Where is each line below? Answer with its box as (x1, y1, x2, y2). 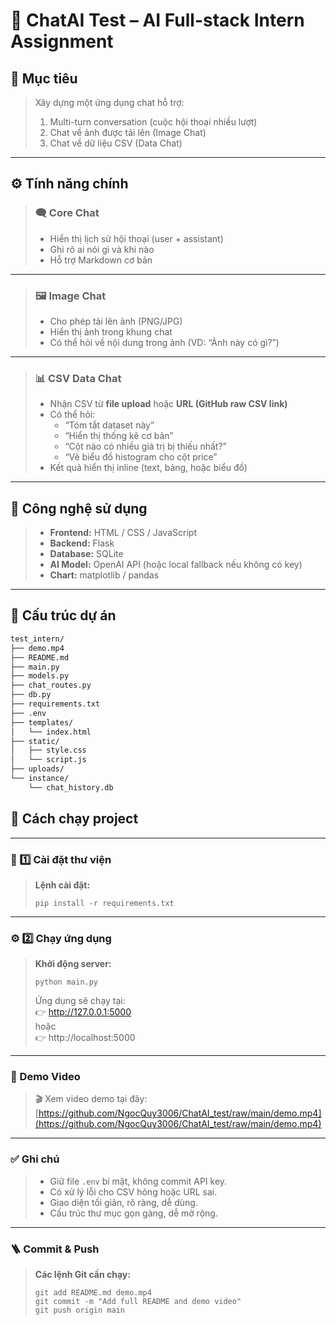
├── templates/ (10, 717, 74, 728)
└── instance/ (10, 774, 70, 784)
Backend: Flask (49, 537, 115, 549)
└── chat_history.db (28, 782, 114, 793)
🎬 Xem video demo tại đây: (34, 1093, 148, 1105)
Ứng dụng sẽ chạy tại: (34, 995, 126, 1007)
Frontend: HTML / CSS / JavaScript (49, 527, 197, 539)
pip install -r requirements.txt (34, 898, 175, 908)
